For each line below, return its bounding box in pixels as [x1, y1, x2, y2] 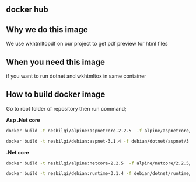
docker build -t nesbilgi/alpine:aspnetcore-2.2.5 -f [6, 128, 142, 133]
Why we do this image [6, 25, 89, 35]
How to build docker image [6, 90, 106, 99]
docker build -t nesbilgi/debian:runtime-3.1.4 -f [6, 171, 132, 177]
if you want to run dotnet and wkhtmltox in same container [6, 73, 146, 80]
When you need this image [6, 57, 105, 67]
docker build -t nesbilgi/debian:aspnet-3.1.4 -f [6, 138, 129, 144]
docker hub [6, 5, 48, 15]
